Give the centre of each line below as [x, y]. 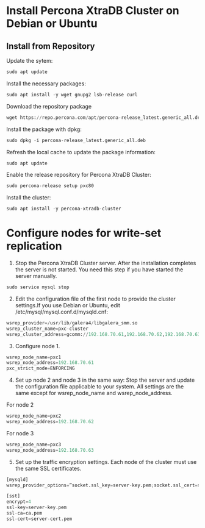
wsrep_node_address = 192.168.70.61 [50, 363]
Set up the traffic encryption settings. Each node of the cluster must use [106, 462]
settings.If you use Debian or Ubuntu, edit [68, 305]
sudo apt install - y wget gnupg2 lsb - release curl [72, 95]
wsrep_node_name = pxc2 [34, 416]
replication [34, 246]
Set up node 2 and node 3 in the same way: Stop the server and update [105, 380]
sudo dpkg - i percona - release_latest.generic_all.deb [76, 140]
